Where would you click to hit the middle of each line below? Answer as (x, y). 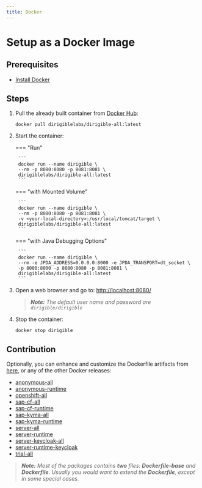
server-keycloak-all (39, 441)
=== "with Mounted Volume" (51, 192)
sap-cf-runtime (34, 409)
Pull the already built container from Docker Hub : (77, 113)
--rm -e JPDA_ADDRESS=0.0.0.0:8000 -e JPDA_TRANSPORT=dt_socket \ (104, 263)
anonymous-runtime (41, 389)
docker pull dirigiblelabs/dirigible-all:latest (78, 125)
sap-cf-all (27, 402)
